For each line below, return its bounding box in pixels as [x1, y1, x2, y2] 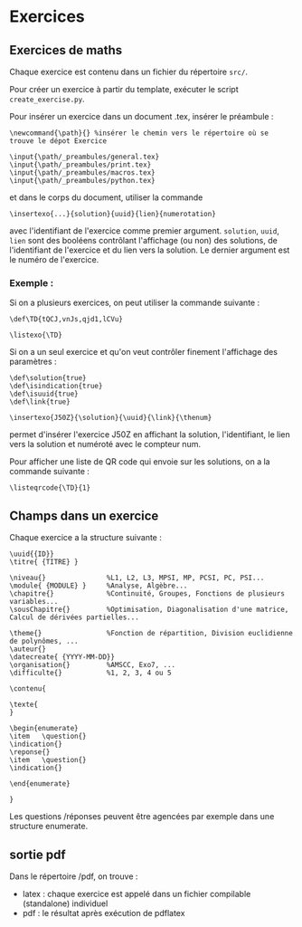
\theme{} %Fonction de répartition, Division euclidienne [9, 629, 294, 638]
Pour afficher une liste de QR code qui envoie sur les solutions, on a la [9, 456, 270, 467]
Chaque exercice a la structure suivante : [9, 532, 163, 543]
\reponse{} [9, 748, 51, 757]
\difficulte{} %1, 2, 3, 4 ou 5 [9, 668, 172, 678]
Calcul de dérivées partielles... [9, 613, 140, 622]
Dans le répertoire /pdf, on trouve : [9, 871, 138, 882]
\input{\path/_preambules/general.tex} [9, 152, 160, 161]
